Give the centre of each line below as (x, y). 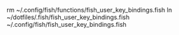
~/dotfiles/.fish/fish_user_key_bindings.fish (68, 17)
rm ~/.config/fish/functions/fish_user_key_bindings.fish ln (89, 10)
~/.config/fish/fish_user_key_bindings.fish (67, 24)
